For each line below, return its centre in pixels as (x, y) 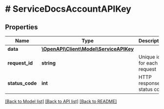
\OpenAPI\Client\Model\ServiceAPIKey (88, 49)
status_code (22, 83)
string (49, 63)
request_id (20, 63)
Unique (147, 57)
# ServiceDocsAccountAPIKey (68, 9)
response (149, 83)
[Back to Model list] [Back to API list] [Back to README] (61, 101)
